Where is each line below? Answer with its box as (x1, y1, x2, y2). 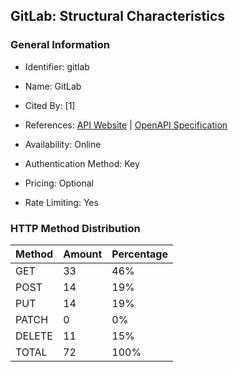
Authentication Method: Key (24, 157, 140, 169)
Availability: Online (24, 138, 102, 150)
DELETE (15, 329, 53, 343)
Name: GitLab (24, 80, 82, 92)
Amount (63, 247, 103, 261)
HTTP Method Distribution (10, 221, 141, 235)
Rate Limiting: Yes (24, 196, 99, 208)
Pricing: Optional (24, 177, 94, 189)
